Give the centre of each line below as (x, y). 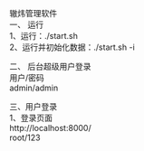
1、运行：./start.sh (44, 36)
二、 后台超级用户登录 (50, 66)
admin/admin (34, 88)
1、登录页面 (31, 118)
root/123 (25, 137)
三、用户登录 (33, 106)
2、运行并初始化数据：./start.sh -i (72, 47)
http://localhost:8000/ (51, 128)
